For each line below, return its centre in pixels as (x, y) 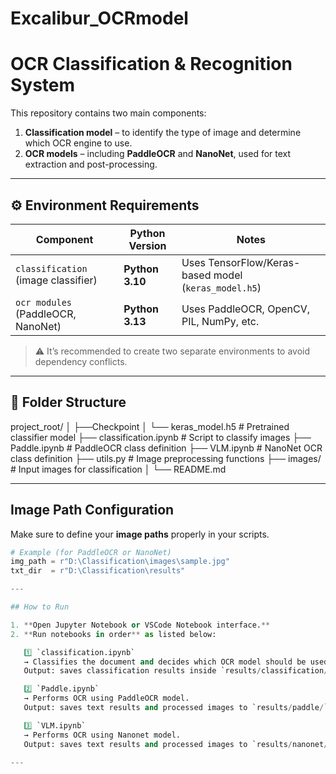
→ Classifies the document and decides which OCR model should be (165, 662)
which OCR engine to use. (78, 143)
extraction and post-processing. (91, 164)
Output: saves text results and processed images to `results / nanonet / (176, 744)
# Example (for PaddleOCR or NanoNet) (91, 552)
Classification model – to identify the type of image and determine (163, 133)
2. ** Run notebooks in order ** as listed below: (113, 634)
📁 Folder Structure (68, 402)
